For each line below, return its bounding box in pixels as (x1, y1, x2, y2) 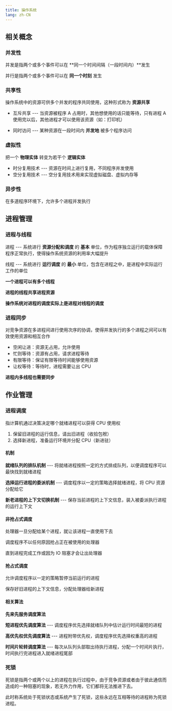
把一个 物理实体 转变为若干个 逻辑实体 (5, 154, 85, 160)
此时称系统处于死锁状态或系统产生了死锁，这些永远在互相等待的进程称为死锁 (5, 694, 167, 700)
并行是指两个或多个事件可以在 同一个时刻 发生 (5, 73, 102, 79)
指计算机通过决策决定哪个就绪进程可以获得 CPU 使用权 (5, 420, 121, 426)
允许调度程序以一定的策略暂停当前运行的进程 (5, 575, 100, 581)
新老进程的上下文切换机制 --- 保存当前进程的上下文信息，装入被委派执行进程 (5, 496, 167, 503)
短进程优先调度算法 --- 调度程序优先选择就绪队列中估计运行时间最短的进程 (5, 622, 162, 628)
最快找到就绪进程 (5, 468, 41, 474)
